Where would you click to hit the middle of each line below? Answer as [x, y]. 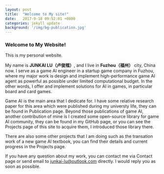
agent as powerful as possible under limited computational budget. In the [79, 81]
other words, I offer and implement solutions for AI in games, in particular [79, 86]
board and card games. [29, 92]
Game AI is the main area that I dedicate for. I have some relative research [80, 101]
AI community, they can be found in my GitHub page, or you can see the [78, 122]
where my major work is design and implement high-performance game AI [80, 76]
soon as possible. [23, 167]
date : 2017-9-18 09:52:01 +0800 [40, 19]
